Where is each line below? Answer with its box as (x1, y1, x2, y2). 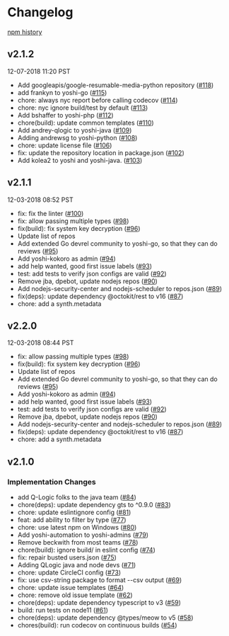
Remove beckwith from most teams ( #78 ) (17, 538, 139, 547)
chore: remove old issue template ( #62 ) (17, 591, 133, 599)
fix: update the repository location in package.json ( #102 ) (17, 148, 185, 157)
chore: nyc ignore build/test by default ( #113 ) (17, 103, 148, 112)
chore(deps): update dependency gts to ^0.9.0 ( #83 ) (17, 501, 171, 509)
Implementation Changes (7, 477, 97, 487)
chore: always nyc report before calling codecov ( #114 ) (17, 96, 178, 104)
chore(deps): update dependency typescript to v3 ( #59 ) (17, 598, 182, 607)
